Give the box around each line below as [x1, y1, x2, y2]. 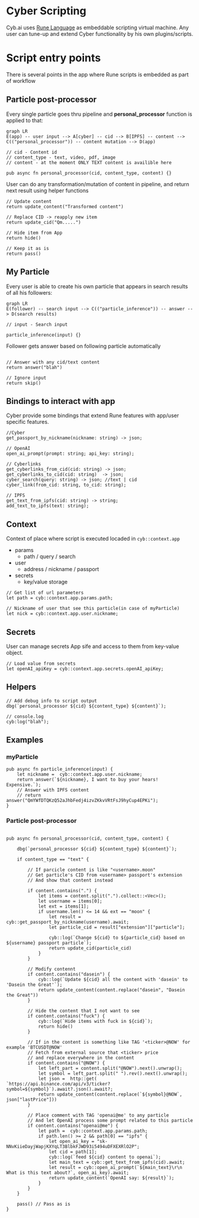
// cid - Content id [6, 149, 58, 155]
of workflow [6, 77, 36, 84]
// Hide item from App [6, 230, 63, 236]
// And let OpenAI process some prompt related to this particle [27, 1117, 194, 1123]
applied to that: [6, 116, 43, 124]
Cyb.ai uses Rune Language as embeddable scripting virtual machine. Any [6, 24, 189, 31]
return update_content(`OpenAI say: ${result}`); [48, 1174, 175, 1181]
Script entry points [6, 51, 101, 65]
